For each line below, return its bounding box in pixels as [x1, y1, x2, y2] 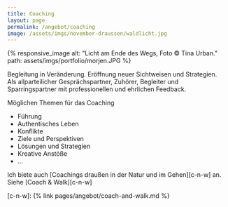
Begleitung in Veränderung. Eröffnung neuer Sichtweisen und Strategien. [7, 70, 218, 79]
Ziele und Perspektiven [17, 135, 84, 143]
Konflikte [17, 127, 43, 135]
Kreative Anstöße [17, 149, 68, 158]
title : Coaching [7, 10, 55, 18]
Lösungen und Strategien [17, 142, 91, 151]
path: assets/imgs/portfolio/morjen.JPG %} [7, 57, 131, 65]
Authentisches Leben [17, 120, 79, 128]
